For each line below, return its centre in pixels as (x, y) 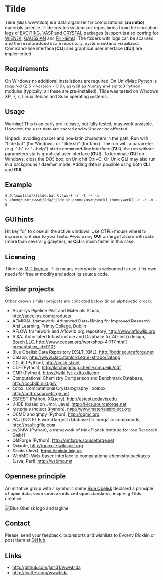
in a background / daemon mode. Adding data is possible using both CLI (77, 164)
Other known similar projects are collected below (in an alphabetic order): (79, 301)
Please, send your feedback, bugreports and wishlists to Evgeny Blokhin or (80, 535)
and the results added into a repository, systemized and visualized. (72, 43)
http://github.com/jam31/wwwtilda (46, 567)
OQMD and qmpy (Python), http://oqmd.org (56, 414)
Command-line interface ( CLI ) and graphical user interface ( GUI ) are (74, 48)
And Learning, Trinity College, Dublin (49, 326)
